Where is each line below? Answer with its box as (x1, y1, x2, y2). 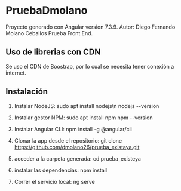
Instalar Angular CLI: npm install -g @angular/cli (14, 125, 132, 133)
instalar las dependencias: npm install (14, 167, 108, 174)
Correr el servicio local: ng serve (14, 178, 95, 185)
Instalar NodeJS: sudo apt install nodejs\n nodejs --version (14, 102, 159, 109)
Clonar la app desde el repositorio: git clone (14, 137, 122, 144)
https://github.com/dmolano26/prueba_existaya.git (14, 143, 140, 150)
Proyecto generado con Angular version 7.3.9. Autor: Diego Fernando (5, 23, 176, 30)
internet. (5, 69, 26, 76)
